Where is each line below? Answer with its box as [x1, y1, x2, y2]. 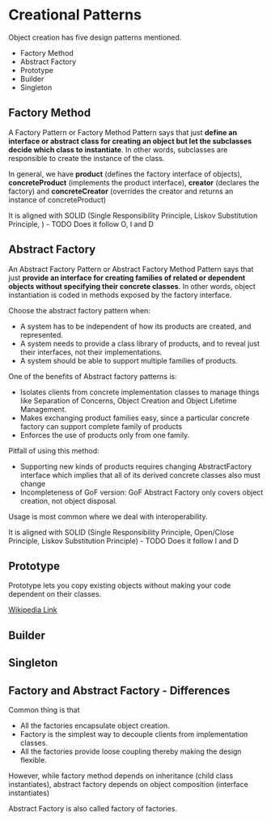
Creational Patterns [8, 6, 142, 24]
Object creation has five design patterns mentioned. [8, 32, 182, 42]
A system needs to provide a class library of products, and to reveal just [19, 338, 260, 348]
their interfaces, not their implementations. [19, 347, 163, 357]
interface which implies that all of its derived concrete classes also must [19, 470, 261, 479]
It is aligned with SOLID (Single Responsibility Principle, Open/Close [8, 527, 235, 537]
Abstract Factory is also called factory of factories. [8, 803, 178, 813]
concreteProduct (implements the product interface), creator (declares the [8, 177, 260, 187]
